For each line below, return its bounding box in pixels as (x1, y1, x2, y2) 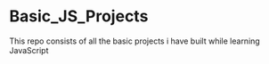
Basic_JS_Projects (9, 6, 149, 27)
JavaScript (9, 44, 49, 55)
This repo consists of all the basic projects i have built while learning (9, 36, 260, 46)
